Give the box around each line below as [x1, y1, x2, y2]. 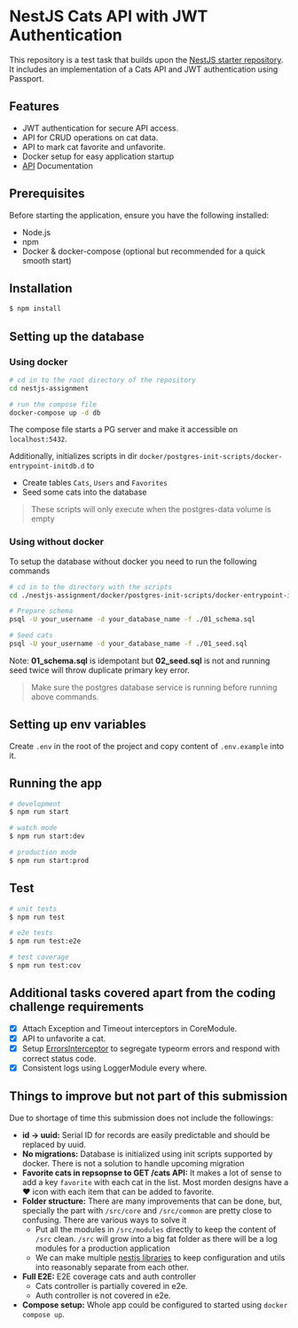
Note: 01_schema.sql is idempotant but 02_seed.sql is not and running [9, 655, 271, 666]
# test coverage [9, 953, 69, 962]
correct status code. [21, 1053, 97, 1063]
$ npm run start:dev [9, 832, 86, 841]
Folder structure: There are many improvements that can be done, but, [21, 1196, 283, 1206]
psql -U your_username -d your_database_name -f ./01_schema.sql [9, 615, 255, 624]
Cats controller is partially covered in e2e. [35, 1280, 188, 1291]
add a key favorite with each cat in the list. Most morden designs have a [21, 1176, 289, 1187]
